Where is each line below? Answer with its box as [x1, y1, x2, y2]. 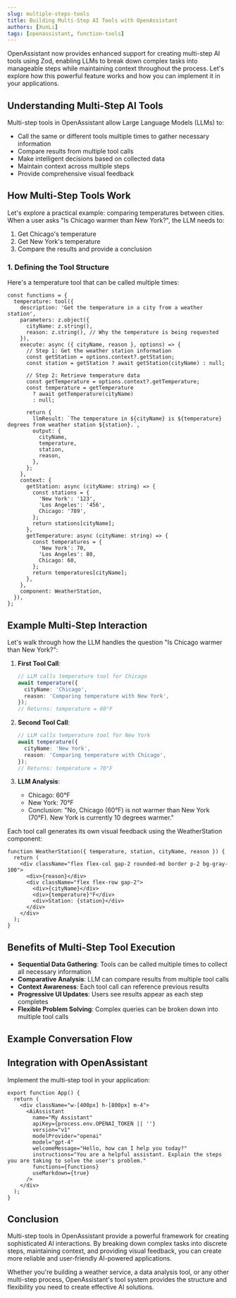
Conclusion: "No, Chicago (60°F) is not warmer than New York [27, 806, 210, 815]
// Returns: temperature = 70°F [17, 765, 113, 772]
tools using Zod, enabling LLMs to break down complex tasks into [7, 57, 198, 66]
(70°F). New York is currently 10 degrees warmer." [27, 813, 175, 822]
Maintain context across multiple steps [17, 162, 130, 171]
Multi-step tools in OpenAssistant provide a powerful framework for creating [7, 1232, 229, 1240]
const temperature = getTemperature [25, 385, 134, 392]
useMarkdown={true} [32, 1169, 90, 1177]
